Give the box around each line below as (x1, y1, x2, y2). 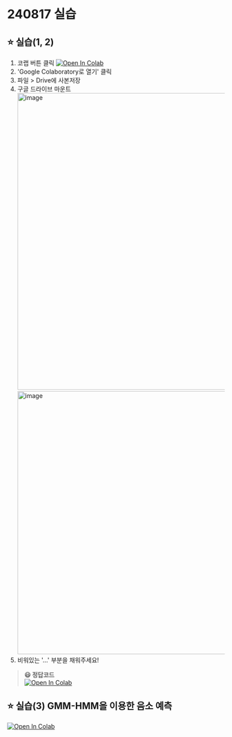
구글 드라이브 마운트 (17, 85, 71, 93)
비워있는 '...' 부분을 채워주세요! (17, 656, 99, 664)
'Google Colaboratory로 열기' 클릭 (17, 67, 112, 76)
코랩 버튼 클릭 (17, 59, 55, 67)
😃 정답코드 (23, 670, 55, 679)
